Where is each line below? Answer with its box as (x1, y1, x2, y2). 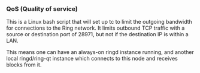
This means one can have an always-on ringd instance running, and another (6, 49, 195, 56)
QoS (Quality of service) (6, 5, 78, 13)
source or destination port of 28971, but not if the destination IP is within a (6, 31, 189, 38)
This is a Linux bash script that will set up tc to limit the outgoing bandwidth (6, 18, 193, 26)
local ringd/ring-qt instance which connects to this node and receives (6, 55, 178, 62)
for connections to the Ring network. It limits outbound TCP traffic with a (6, 24, 185, 31)
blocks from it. (6, 61, 42, 68)
